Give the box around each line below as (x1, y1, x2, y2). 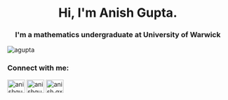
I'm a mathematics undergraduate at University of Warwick (15, 30, 221, 40)
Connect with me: (7, 63, 69, 73)
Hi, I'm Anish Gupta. (58, 5, 177, 21)
